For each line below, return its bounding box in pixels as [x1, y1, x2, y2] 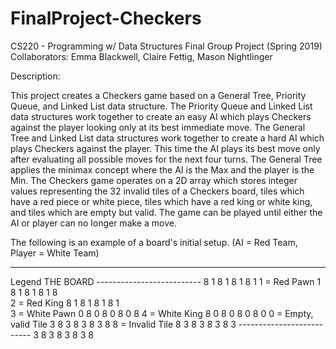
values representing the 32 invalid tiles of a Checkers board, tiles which [10, 185, 305, 197]
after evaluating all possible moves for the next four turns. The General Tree [10, 153, 323, 165]
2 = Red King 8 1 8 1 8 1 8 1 [10, 297, 120, 309]
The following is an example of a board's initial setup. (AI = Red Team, [10, 236, 298, 248]
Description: [10, 70, 61, 82]
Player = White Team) [10, 247, 100, 259]
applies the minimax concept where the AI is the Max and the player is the [10, 163, 315, 176]
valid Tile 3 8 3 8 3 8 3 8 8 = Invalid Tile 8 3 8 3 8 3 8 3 [10, 318, 237, 330]
